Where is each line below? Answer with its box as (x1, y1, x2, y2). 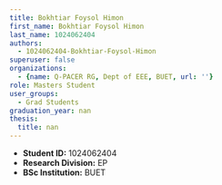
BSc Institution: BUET (22, 167, 106, 178)
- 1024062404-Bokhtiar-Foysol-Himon (17, 47, 156, 56)
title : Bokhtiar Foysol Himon (9, 13, 125, 23)
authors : (9, 38, 43, 48)
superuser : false (9, 55, 76, 64)
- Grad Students (17, 97, 79, 107)
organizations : (9, 64, 67, 73)
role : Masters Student (9, 81, 96, 90)
